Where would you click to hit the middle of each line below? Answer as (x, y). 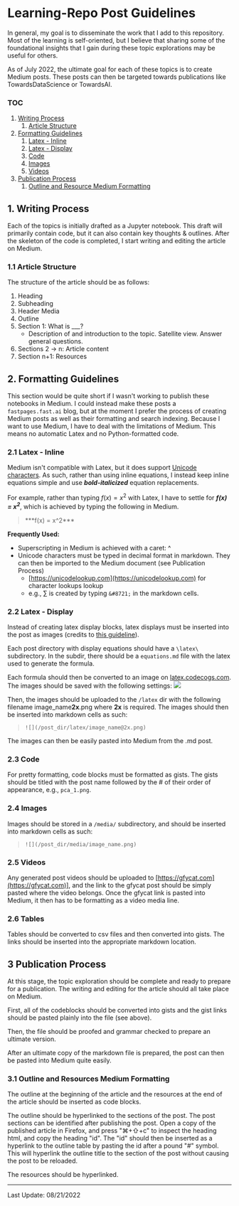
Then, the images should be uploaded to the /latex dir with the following (114, 700)
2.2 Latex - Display (41, 612)
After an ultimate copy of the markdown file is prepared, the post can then (116, 1053)
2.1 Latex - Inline (36, 452)
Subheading (35, 304)
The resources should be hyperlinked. (63, 1175)
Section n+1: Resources (52, 356)
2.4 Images (27, 809)
